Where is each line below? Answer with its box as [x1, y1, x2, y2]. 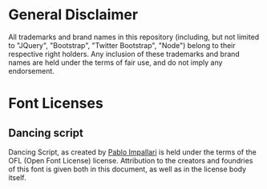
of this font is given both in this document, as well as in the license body [8, 164, 247, 174]
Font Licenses [8, 94, 104, 113]
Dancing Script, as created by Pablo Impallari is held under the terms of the [8, 147, 257, 157]
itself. [8, 172, 26, 182]
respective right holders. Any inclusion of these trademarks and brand [8, 49, 241, 58]
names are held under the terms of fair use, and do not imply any [8, 58, 223, 67]
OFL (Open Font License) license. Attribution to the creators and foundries [8, 155, 253, 165]
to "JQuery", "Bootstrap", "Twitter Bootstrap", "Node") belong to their [8, 40, 237, 50]
